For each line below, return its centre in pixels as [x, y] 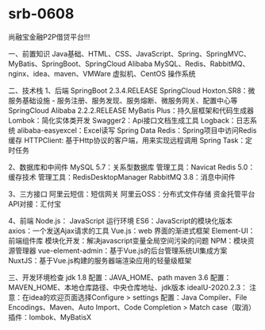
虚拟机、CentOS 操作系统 [154, 73]
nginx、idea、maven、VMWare [60, 73]
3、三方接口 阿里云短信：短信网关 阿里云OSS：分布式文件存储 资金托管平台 [132, 194]
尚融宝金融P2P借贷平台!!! [49, 37]
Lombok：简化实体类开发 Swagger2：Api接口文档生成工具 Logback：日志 [129, 120]
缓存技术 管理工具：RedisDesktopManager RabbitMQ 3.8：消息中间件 [122, 177]
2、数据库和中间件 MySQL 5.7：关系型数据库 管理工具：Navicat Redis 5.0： [132, 167]
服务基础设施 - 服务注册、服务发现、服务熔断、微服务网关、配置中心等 [123, 100]
